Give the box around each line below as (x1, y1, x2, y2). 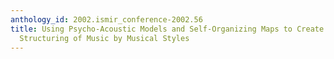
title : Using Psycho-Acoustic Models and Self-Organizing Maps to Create (10, 24, 325, 34)
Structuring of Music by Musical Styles (19, 33, 190, 43)
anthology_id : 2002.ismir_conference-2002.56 (10, 14, 203, 25)
